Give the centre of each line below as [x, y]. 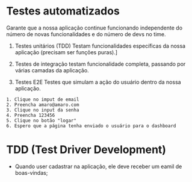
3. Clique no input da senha [43, 110]
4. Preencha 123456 [31, 115]
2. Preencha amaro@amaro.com [43, 105]
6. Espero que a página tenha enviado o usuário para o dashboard [91, 126]
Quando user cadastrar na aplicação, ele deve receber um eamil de [98, 166]
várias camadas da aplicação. [52, 70]
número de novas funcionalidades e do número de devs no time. [86, 34]
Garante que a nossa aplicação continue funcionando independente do [94, 28]
